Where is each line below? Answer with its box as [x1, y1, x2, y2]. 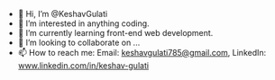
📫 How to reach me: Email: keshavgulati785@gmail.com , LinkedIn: [17, 48, 267, 58]
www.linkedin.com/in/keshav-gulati [17, 60, 150, 71]
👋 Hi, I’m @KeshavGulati [17, 9, 108, 19]
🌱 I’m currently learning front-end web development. [17, 28, 214, 38]
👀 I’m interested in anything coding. [17, 18, 151, 29]
